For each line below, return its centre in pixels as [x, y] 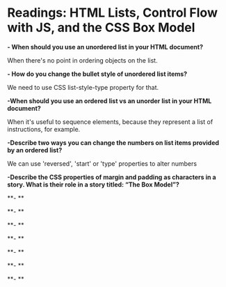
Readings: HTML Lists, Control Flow [112, 13]
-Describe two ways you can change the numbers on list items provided [113, 142]
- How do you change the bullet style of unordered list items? [97, 74]
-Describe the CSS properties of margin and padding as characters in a [112, 177]
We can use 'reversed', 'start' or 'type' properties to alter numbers [102, 163]
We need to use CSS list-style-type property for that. [83, 87]
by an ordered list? [35, 150]
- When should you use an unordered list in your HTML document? [105, 47]
